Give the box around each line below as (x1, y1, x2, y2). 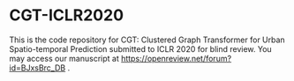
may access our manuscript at (9, 53, 119, 63)
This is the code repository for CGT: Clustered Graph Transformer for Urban (9, 34, 285, 45)
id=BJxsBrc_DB (9, 63, 66, 73)
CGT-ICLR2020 (9, 5, 124, 26)
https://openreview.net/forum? (120, 53, 232, 63)
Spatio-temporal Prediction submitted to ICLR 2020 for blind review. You (9, 43, 272, 54)
